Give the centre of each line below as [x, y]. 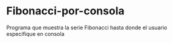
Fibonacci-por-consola [66, 11]
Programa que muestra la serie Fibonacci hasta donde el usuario [87, 27]
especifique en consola [35, 33]
